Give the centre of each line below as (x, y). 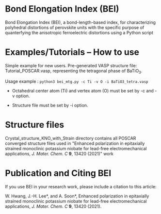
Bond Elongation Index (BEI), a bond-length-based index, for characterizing (80, 22)
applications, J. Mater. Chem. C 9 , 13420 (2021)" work (59, 153)
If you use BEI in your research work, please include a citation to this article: (81, 186)
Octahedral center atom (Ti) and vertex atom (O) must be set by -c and (83, 91)
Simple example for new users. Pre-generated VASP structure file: (71, 65)
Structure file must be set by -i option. (50, 105)
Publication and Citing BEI (58, 173)
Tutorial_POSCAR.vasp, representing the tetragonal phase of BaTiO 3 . (74, 71)
